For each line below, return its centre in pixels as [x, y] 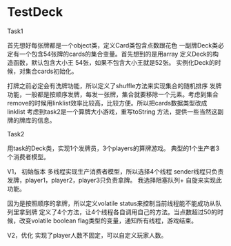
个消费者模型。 [28, 156]
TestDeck [35, 12]
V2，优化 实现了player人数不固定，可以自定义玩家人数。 [87, 235]
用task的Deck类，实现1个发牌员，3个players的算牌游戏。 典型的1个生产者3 [113, 148]
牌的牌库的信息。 [31, 120]
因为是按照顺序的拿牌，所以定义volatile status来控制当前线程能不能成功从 [111, 203]
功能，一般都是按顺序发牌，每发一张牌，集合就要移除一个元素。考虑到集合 [113, 94]
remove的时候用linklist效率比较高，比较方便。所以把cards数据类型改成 [107, 103]
